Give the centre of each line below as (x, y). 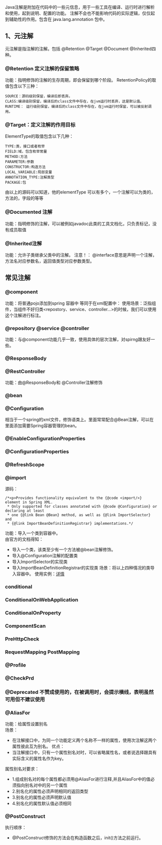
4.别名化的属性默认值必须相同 (42, 804)
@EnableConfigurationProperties (45, 439)
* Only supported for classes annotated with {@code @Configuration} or (82, 507)
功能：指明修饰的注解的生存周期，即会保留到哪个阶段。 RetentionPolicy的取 (81, 80)
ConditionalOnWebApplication (42, 600)
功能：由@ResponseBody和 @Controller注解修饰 (54, 382)
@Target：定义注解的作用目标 (40, 125)
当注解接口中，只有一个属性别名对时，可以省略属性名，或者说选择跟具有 (84, 753)
